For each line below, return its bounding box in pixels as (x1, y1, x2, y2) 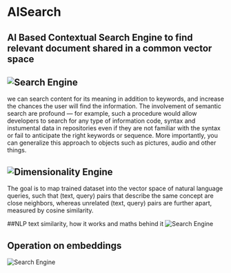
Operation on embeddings (7, 239, 122, 252)
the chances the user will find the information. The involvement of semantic (7, 102, 222, 110)
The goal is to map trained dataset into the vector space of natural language (7, 184, 223, 193)
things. (7, 146, 27, 154)
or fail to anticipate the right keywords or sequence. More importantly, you (7, 132, 219, 140)
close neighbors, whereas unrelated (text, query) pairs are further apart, (7, 199, 212, 208)
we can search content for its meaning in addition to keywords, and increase (7, 94, 224, 103)
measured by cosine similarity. (7, 206, 94, 214)
